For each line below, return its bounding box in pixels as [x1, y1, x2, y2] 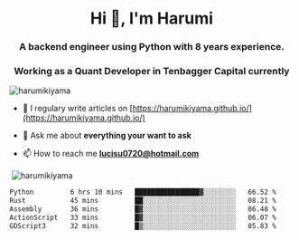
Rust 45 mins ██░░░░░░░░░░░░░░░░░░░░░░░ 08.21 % [9, 196, 277, 205]
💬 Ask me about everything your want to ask [22, 130, 192, 141]
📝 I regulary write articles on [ [22, 103, 133, 114]
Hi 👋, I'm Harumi [89, 8, 214, 29]
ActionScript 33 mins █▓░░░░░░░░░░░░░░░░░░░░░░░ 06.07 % [9, 213, 277, 222]
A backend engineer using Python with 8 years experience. [19, 41, 285, 53]
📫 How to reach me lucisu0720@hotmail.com [22, 149, 200, 159]
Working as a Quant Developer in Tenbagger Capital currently [14, 65, 290, 78]
